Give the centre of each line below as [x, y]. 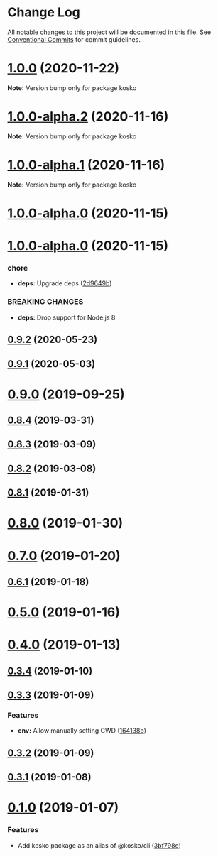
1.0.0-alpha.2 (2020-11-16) [88, 117]
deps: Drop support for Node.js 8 [66, 317]
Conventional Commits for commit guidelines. [74, 39]
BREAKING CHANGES [45, 302]
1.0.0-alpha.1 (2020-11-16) [86, 165]
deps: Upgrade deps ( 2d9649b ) [65, 283]
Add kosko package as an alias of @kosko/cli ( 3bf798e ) [99, 845]
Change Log [44, 12]
